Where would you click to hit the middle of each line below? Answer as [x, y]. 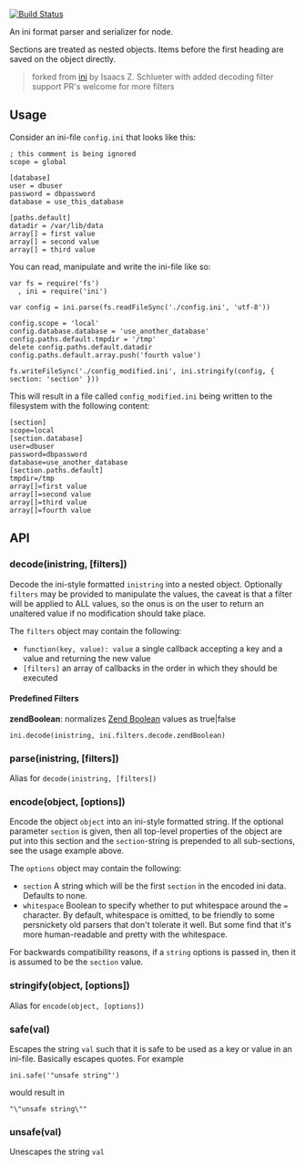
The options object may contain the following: [96, 869]
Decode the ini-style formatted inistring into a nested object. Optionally [146, 584]
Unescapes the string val [57, 1152]
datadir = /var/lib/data [56, 225]
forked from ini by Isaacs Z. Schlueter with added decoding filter [152, 77]
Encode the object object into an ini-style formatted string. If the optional [147, 822]
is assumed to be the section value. [76, 962]
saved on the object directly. [63, 59]
